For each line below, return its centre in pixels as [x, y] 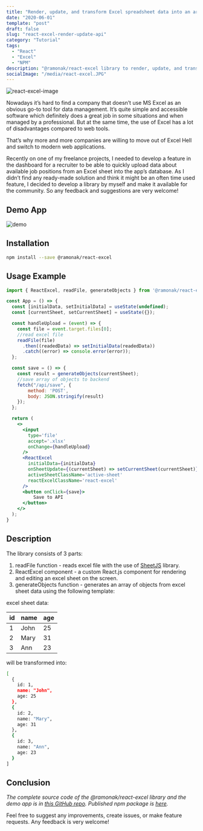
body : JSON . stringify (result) [66, 396]
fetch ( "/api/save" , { [44, 385]
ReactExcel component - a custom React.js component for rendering [100, 572]
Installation [28, 243]
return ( [23, 419]
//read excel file [40, 335]
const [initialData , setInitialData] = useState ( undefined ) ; [90, 307]
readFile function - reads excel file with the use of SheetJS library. [97, 565]
